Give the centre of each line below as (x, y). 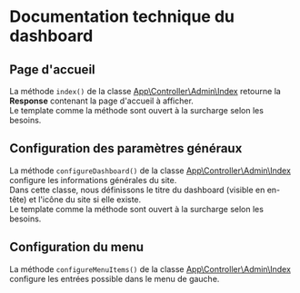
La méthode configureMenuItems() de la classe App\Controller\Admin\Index (150, 269)
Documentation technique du (122, 17)
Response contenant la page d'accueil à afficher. (101, 101)
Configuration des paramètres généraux (126, 148)
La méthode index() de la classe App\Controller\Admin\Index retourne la (145, 91)
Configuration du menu (76, 247)
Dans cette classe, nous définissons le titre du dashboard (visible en (137, 190)
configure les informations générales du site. (93, 180)
